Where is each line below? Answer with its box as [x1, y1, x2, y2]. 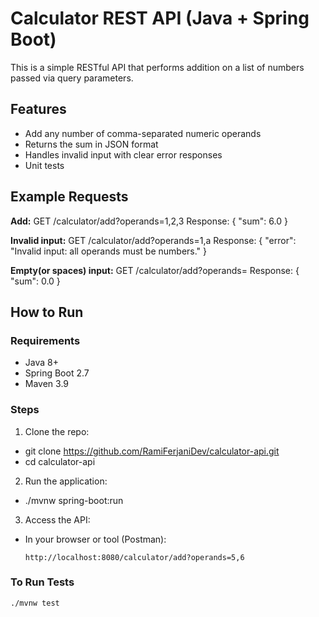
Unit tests [24, 159, 65, 171]
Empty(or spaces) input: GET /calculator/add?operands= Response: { [10, 264, 300, 276]
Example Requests [10, 188, 129, 206]
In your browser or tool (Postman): [24, 533, 167, 545]
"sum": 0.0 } [10, 275, 61, 287]
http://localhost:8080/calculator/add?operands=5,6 [24, 552, 245, 562]
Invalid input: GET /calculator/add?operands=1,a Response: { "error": [10, 234, 297, 246]
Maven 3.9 [24, 378, 70, 390]
